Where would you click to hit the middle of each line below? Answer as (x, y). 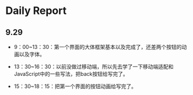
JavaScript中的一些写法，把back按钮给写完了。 (71, 74)
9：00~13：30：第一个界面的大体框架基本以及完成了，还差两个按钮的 (98, 47)
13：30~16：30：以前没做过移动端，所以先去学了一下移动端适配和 (94, 66)
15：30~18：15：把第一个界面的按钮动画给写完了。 (75, 86)
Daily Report (36, 11)
